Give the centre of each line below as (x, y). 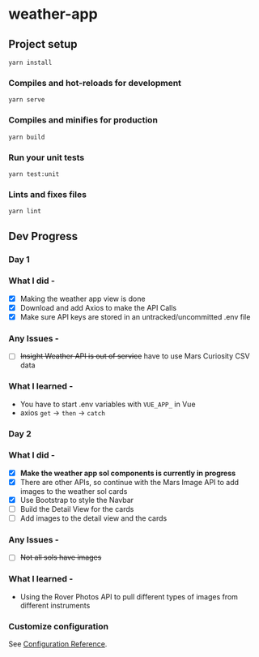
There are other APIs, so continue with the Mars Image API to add (129, 482)
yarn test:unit (34, 174)
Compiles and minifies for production (83, 120)
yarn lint (25, 212)
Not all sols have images (61, 557)
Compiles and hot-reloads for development (95, 83)
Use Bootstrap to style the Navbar (77, 500)
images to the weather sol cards (74, 491)
